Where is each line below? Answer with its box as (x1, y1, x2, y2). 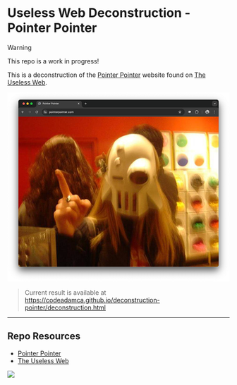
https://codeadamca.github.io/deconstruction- (24, 295, 160, 304)
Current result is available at (24, 288, 107, 297)
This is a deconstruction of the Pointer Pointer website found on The (7, 71, 206, 79)
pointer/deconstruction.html (24, 303, 106, 312)
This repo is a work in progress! (7, 56, 99, 65)
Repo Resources (7, 330, 81, 343)
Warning (7, 43, 32, 51)
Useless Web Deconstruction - (7, 5, 191, 21)
